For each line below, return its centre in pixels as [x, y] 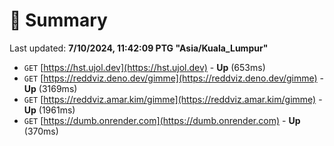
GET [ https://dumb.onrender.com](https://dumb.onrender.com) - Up [162, 120]
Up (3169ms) [50, 88]
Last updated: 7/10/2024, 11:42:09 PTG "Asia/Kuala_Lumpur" [139, 48]
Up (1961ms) [49, 110]
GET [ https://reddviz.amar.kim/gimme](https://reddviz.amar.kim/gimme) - [173, 99]
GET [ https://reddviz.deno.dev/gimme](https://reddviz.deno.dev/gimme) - [174, 78]
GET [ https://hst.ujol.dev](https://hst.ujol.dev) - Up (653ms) [144, 67]
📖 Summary [58, 20]
